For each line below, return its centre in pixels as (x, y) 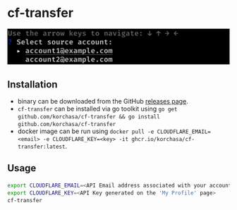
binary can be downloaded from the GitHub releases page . (103, 101)
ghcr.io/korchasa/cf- (163, 139)
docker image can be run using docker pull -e (86, 131)
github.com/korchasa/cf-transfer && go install (89, 117)
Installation (32, 84)
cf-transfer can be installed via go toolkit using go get (97, 109)
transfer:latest (41, 147)
